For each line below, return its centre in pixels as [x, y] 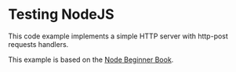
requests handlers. [38, 44]
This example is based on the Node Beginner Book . [91, 59]
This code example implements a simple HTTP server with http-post [118, 36]
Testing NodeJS [62, 14]
